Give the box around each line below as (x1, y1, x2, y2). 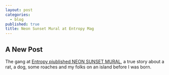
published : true (5, 21, 40, 27)
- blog (10, 17, 24, 22)
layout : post (5, 7, 33, 13)
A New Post (5, 45, 43, 54)
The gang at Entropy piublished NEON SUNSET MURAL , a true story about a (5, 58, 164, 64)
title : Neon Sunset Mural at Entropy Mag (5, 26, 94, 31)
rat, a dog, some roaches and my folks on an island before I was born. (5, 64, 152, 70)
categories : (5, 12, 30, 17)
